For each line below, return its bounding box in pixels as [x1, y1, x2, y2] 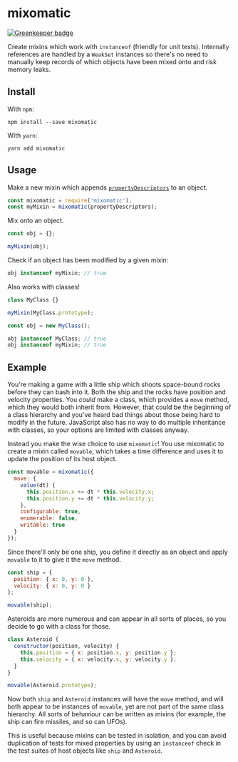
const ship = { [7, 569, 53, 576]
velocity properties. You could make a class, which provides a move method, [7, 396, 229, 404]
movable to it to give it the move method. [7, 555, 121, 564]
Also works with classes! [7, 282, 81, 291]
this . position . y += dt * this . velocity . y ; [26, 495, 155, 502]
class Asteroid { [7, 636, 59, 643]
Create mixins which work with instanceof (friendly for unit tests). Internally [7, 42, 229, 51]
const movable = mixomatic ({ [7, 468, 94, 475]
